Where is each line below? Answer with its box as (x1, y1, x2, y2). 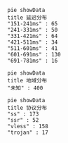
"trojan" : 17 (7, 129, 49, 136)
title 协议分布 (7, 104, 48, 111)
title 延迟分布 (7, 14, 48, 21)
